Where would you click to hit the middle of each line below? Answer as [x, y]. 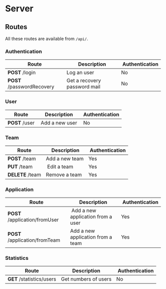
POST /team [22, 159]
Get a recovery [84, 81]
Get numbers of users [86, 279]
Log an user [80, 73]
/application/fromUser [33, 220]
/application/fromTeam [34, 240]
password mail [83, 87]
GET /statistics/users [32, 279]
